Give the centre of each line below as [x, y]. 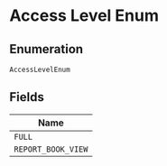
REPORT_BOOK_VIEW [51, 149]
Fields [27, 97]
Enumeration [46, 49]
